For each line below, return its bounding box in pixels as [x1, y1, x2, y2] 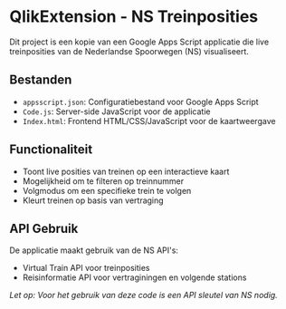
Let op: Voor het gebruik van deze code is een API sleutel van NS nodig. [9, 290, 278, 301]
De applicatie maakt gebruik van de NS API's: [9, 245, 179, 256]
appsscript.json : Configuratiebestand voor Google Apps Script [22, 96, 260, 107]
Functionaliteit [9, 142, 93, 158]
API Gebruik [9, 220, 79, 237]
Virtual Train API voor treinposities [22, 263, 150, 274]
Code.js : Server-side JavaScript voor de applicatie [22, 106, 211, 117]
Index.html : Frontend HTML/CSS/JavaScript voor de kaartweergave [22, 115, 276, 126]
